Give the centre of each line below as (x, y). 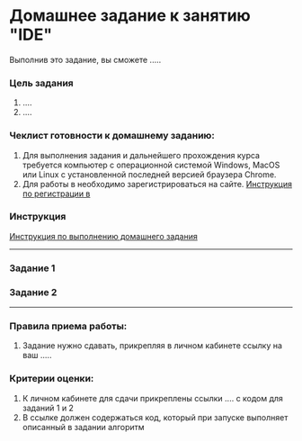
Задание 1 (32, 268)
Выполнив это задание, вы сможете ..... (85, 59)
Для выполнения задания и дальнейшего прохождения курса (141, 155)
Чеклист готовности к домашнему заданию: (112, 136)
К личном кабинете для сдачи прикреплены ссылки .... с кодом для (152, 398)
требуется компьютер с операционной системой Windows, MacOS (151, 165)
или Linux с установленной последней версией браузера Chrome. (149, 174)
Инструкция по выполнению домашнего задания (103, 236)
